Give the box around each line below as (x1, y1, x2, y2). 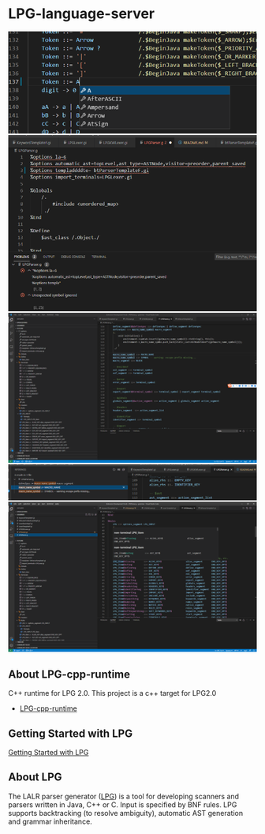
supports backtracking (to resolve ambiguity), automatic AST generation (8, 808, 243, 817)
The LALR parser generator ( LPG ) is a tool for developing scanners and (8, 791, 239, 801)
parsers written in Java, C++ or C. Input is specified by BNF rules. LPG (8, 799, 237, 810)
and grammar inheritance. (8, 817, 92, 826)
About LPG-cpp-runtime (8, 667, 131, 681)
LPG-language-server (8, 5, 155, 23)
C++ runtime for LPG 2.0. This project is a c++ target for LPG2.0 (8, 689, 217, 698)
